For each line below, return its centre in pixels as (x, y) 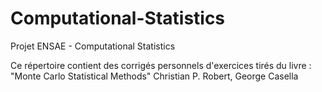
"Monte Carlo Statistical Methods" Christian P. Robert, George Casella (154, 76)
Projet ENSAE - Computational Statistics (93, 46)
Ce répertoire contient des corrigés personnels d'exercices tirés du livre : (161, 65)
